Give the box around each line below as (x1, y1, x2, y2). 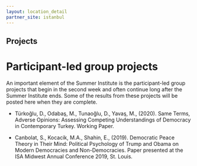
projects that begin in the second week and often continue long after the (6, 85, 182, 92)
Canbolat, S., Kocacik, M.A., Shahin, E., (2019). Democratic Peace (14, 134, 175, 141)
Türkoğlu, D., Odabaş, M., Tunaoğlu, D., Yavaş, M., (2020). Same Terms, (14, 110, 190, 117)
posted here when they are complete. (6, 98, 98, 106)
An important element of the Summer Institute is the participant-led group (6, 79, 186, 87)
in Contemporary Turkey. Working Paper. (14, 122, 114, 129)
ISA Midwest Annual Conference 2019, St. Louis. (14, 152, 133, 160)
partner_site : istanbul (6, 14, 65, 20)
